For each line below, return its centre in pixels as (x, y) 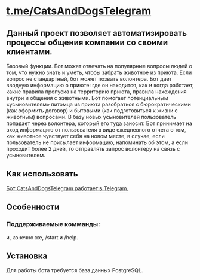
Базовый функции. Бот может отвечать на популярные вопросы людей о (99, 66)
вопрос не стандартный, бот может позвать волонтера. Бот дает (89, 79)
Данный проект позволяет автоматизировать (96, 33)
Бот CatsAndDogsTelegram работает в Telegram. (67, 188)
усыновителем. (26, 155)
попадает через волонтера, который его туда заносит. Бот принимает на (99, 123)
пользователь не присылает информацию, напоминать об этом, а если (97, 142)
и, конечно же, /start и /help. (42, 237)
